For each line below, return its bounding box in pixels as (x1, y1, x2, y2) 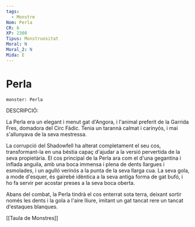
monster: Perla (6, 97, 43, 102)
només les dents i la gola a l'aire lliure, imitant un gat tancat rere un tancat (6, 197, 184, 204)
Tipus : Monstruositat (6, 36, 59, 42)
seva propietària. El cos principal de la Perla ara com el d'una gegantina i (6, 154, 182, 161)
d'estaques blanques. (6, 203, 58, 210)
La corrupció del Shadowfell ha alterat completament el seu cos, (6, 142, 161, 149)
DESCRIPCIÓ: (6, 106, 39, 114)
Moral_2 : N (6, 47, 33, 53)
